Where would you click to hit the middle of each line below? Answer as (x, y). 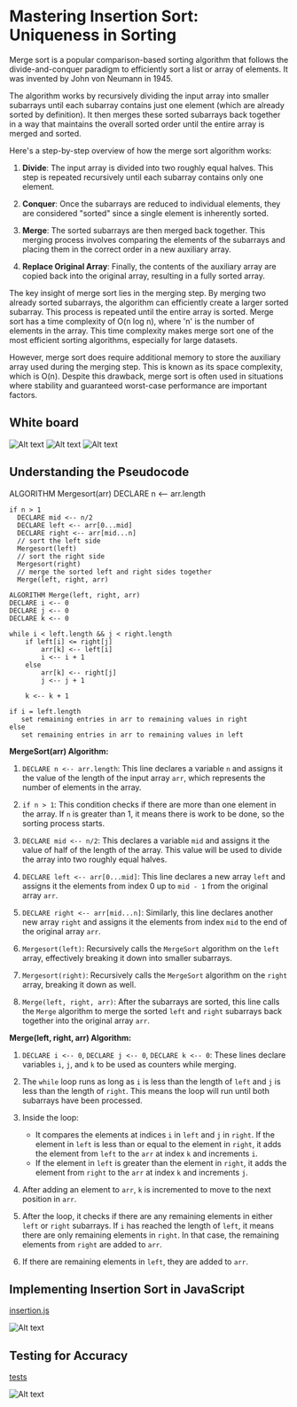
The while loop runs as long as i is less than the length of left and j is (151, 1081)
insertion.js (30, 1310)
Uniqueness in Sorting (93, 35)
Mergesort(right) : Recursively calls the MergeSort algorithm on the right (155, 975)
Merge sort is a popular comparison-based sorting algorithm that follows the (149, 59)
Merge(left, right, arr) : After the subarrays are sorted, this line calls (151, 1001)
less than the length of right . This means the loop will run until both (146, 1090)
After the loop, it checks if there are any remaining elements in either (147, 1215)
